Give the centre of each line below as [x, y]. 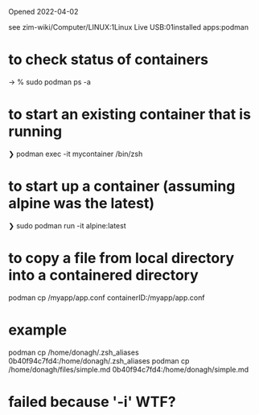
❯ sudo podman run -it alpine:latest [67, 225]
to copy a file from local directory [121, 258]
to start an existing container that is [130, 115]
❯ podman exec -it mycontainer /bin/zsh [76, 154]
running [35, 131]
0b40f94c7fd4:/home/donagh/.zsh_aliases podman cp [99, 360]
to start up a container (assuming [122, 186]
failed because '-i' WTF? [92, 402]
